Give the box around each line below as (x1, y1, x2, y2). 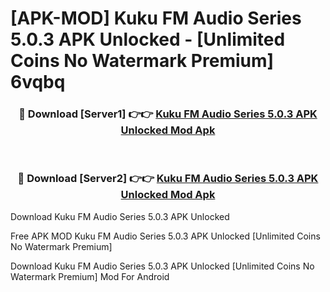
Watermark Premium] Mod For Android (10, 270, 170, 282)
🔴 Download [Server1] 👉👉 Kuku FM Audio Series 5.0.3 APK (18, 107, 318, 121)
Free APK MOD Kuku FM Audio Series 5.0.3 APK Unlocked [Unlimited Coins (10, 230, 321, 242)
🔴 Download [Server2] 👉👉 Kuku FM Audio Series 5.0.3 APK (17, 172, 319, 186)
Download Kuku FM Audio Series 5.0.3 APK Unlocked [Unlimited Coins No (10, 260, 315, 272)
